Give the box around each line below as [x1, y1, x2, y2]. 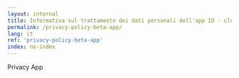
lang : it [7, 30, 33, 38]
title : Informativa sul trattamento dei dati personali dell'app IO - [7, 17, 221, 24]
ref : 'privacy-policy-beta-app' [7, 37, 103, 44]
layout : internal [7, 10, 59, 18]
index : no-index [7, 43, 55, 50]
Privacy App [7, 63, 43, 71]
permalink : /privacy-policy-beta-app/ [7, 23, 122, 30]
